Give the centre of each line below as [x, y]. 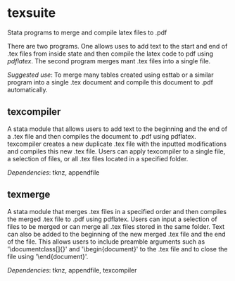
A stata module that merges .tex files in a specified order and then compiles [117, 211]
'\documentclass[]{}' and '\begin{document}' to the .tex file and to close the [118, 249]
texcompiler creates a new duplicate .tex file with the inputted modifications [117, 144]
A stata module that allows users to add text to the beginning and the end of [117, 129]
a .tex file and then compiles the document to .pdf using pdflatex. [102, 136]
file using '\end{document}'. [48, 256]
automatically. [27, 89]
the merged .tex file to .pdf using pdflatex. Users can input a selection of [112, 219]
